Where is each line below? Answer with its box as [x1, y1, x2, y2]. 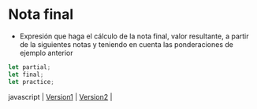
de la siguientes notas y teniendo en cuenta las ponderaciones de [19, 39, 234, 49]
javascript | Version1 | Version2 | [8, 92, 113, 101]
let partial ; [8, 63, 51, 71]
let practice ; [8, 78, 55, 85]
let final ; [8, 71, 44, 78]
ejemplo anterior [19, 48, 73, 57]
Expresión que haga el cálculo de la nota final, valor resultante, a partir [19, 31, 249, 41]
